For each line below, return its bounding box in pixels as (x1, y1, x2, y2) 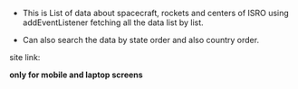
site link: (9, 52, 41, 62)
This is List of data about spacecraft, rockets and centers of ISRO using (22, 8, 290, 18)
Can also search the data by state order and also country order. (22, 35, 260, 45)
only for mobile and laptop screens (9, 69, 143, 80)
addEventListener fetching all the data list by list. (22, 17, 204, 28)
